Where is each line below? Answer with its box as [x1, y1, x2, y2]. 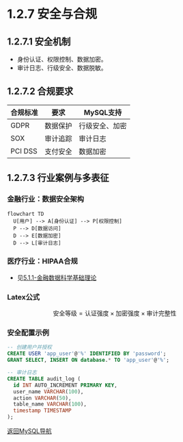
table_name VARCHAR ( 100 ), [13, 401, 87, 408]
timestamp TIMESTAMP [13, 407, 72, 415]
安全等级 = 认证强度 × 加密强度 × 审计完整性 [53, 309, 177, 317]
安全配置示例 [7, 328, 50, 338]
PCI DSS [10, 146, 38, 156]
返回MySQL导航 [7, 427, 53, 435]
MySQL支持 [83, 108, 122, 117]
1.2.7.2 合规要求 [7, 86, 74, 97]
